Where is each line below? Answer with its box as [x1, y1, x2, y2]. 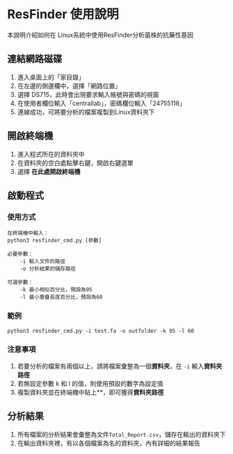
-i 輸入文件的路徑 [19, 258, 66, 265]
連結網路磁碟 [7, 53, 63, 65]
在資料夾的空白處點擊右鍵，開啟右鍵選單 [17, 158, 134, 167]
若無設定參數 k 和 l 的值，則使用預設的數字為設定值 [17, 379, 163, 387]
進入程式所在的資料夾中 [17, 150, 85, 158]
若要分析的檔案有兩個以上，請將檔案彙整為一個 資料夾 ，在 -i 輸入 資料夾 [17, 361, 223, 370]
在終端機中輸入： [7, 230, 49, 237]
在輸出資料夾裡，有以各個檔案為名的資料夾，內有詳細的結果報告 [17, 439, 200, 447]
